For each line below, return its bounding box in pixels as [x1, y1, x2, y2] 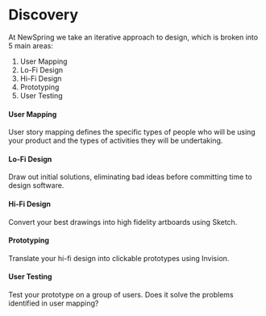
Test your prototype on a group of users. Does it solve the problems [8, 289, 234, 299]
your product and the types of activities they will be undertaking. [8, 135, 223, 146]
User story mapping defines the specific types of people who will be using [8, 127, 256, 137]
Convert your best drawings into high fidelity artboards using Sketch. [8, 217, 238, 227]
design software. [8, 181, 64, 190]
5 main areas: [8, 40, 54, 50]
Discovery [8, 6, 79, 24]
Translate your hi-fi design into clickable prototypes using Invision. [8, 253, 230, 263]
